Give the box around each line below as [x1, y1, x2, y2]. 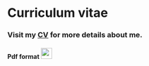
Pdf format [7, 52, 40, 60]
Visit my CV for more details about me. [7, 30, 143, 40]
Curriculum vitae [7, 5, 108, 21]
